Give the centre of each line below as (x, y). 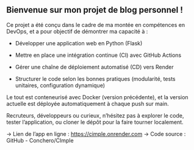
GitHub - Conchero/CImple (40, 140)
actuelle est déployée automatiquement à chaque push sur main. (88, 103)
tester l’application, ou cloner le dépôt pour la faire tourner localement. (95, 122)
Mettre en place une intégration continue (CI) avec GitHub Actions (98, 55)
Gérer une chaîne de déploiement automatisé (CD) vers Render (94, 67)
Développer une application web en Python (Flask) (79, 43)
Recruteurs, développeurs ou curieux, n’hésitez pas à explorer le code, (95, 115)
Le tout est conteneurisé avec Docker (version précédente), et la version (97, 97)
